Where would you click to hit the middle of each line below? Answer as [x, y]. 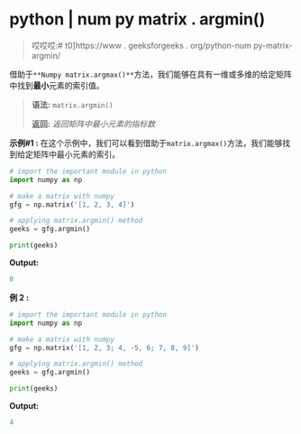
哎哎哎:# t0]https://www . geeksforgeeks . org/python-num [141, 45]
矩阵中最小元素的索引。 [76, 154]
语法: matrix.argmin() [72, 105]
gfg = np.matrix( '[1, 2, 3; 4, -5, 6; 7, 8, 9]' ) [105, 347]
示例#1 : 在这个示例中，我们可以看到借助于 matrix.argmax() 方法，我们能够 [146, 143]
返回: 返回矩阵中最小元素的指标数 [93, 124]
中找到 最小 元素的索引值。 [57, 85]
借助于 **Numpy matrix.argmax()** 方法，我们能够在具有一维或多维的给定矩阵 [150, 74]
